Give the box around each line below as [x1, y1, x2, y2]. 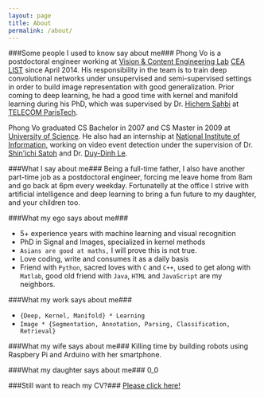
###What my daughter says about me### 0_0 [8, 365, 159, 375]
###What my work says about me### [8, 295, 133, 305]
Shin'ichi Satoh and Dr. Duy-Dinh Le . [8, 148, 128, 158]
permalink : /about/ [8, 26, 73, 34]
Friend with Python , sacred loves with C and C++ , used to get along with [19, 262, 250, 272]
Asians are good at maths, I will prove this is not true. [19, 246, 197, 255]
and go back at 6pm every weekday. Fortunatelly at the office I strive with [8, 181, 249, 191]
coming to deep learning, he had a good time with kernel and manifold [8, 91, 239, 100]
